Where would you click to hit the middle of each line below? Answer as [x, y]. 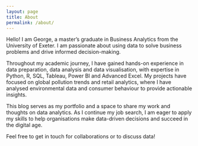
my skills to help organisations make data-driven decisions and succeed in [97, 119]
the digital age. [24, 125]
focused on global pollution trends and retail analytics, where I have [89, 82]
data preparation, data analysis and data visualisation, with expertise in [93, 70]
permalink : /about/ [30, 22]
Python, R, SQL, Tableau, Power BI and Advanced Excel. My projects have [96, 76]
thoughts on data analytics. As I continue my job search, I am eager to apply [99, 112]
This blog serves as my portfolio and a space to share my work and [88, 106]
